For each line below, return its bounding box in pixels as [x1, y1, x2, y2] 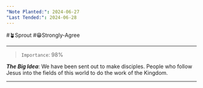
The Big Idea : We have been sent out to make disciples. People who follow [6, 63, 192, 70]
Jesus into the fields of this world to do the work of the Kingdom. [6, 69, 168, 76]
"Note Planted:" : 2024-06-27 [6, 8, 80, 15]
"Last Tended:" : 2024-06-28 [6, 14, 77, 20]
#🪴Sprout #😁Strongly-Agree [6, 31, 80, 39]
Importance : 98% [21, 51, 63, 58]
